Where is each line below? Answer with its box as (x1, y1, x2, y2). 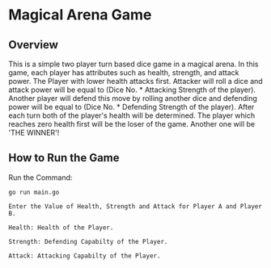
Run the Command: (8, 172, 73, 182)
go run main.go (8, 188, 60, 196)
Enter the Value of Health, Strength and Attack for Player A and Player (8, 202, 263, 211)
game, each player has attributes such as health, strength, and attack (8, 68, 239, 77)
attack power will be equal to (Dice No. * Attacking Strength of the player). (8, 85, 256, 94)
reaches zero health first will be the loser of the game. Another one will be (8, 119, 256, 128)
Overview (8, 38, 59, 52)
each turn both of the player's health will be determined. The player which (8, 111, 256, 120)
